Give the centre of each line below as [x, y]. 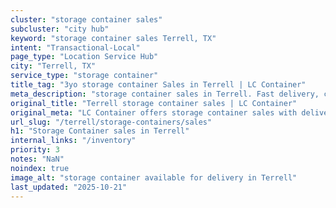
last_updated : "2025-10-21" [69, 187]
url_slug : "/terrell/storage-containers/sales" [111, 122]
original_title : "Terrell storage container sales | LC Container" [154, 103]
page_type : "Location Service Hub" [84, 57]
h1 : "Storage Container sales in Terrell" [100, 131]
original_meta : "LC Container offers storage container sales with [154, 112]
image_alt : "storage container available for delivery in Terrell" [154, 177]
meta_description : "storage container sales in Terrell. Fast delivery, [165, 94]
